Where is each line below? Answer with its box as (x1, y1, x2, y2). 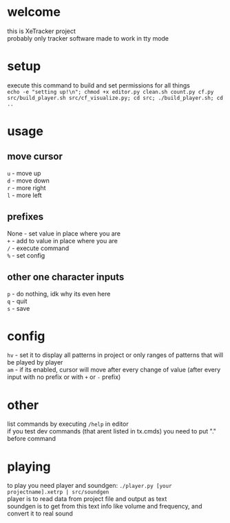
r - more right (7, 183, 46, 192)
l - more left (7, 191, 43, 199)
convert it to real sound (7, 509, 74, 517)
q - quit (7, 297, 28, 305)
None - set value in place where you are (7, 229, 121, 238)
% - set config (7, 251, 45, 259)
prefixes (7, 211, 44, 223)
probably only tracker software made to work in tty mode (7, 34, 169, 42)
